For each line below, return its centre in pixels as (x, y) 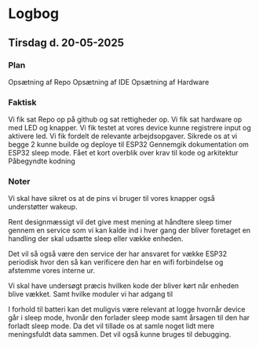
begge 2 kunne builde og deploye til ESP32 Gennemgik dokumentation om (129, 144)
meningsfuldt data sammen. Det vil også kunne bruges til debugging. (120, 334)
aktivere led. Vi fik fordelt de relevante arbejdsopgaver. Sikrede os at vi (123, 136)
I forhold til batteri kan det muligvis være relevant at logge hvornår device (127, 309)
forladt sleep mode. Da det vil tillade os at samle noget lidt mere (111, 326)
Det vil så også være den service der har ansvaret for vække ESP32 (118, 254)
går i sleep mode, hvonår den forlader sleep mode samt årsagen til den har (129, 318)
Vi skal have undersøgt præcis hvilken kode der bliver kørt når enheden (124, 286)
